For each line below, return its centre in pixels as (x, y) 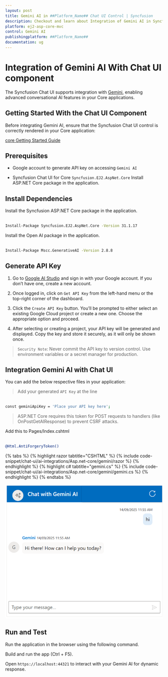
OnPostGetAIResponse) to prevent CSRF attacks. (68, 422)
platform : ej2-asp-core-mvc (34, 27)
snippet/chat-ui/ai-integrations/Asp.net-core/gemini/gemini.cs (69, 472)
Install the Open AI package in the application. (52, 235)
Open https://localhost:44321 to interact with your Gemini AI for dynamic (82, 663)
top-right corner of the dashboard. (48, 298)
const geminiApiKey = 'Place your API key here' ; (58, 407)
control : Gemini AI (25, 32)
